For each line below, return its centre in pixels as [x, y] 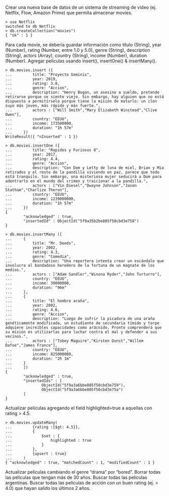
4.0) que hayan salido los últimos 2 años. [48, 488]
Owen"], [13, 115]
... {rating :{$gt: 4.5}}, [43, 427]
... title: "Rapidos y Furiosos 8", [53, 150]
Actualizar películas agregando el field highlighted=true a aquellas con [79, 408]
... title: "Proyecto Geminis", [49, 75]
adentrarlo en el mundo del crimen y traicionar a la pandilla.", [77, 181]
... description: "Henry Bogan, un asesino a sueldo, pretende [82, 92]
